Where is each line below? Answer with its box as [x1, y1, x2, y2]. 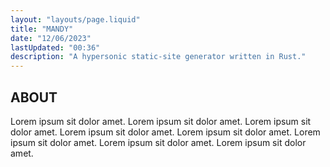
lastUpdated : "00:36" [10, 42, 101, 53]
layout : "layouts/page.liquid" [10, 14, 141, 25]
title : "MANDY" [10, 24, 74, 34]
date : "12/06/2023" [10, 33, 92, 43]
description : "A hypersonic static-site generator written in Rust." [10, 52, 307, 62]
